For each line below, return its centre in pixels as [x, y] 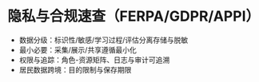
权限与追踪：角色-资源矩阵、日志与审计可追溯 [94, 60]
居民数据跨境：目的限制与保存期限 [75, 69]
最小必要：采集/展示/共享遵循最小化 [78, 49]
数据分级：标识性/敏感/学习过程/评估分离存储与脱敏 [104, 40]
